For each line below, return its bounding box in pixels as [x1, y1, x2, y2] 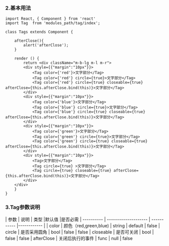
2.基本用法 [5, 4, 31, 11]
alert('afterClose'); [23, 43, 69, 48]
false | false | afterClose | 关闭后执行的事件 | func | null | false [5, 235, 133, 241]
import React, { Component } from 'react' [5, 16, 96, 21]
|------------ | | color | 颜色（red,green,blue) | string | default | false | [17, 222, 160, 228]
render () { [14, 56, 39, 61]
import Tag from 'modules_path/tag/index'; [5, 21, 100, 26]
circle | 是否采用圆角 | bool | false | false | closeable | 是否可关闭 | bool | [5, 229, 154, 235]
